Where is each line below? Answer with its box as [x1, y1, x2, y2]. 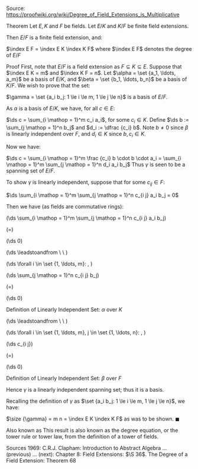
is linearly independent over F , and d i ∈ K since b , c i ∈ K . [6, 130, 146, 139]
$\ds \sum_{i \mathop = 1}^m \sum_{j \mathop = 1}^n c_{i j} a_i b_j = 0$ [6, 191, 179, 198]
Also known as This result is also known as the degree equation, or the [6, 426, 178, 434]
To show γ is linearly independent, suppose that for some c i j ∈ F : [6, 178, 165, 187]
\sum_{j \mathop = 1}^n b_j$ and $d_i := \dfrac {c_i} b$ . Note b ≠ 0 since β [6, 123, 189, 131]
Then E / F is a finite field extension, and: [6, 34, 103, 41]
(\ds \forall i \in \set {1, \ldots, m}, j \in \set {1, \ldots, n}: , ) [6, 328, 146, 336]
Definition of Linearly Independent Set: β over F [6, 374, 122, 382]
